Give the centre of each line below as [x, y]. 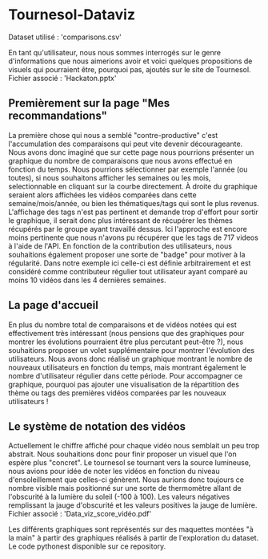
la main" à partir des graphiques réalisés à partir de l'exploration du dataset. [134, 538]
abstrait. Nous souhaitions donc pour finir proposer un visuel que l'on [123, 454]
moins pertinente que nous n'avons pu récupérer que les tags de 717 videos [133, 237]
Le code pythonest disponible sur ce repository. [87, 546]
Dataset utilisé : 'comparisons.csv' [65, 37]
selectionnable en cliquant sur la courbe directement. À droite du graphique [133, 186]
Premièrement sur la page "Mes [89, 103]
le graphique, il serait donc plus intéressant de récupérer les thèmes [121, 220]
